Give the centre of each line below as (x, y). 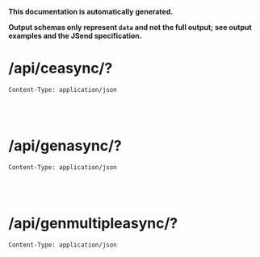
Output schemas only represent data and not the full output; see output (130, 27)
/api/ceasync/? (61, 68)
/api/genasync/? (65, 146)
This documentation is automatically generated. (91, 12)
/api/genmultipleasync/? (93, 224)
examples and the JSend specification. (75, 36)
